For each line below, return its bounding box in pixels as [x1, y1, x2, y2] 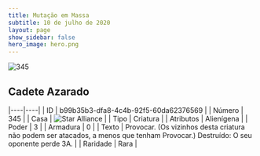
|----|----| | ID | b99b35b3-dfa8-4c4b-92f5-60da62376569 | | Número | [8, 105, 244, 114]
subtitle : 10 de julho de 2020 [8, 19, 111, 27]
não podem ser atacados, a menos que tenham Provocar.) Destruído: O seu [8, 130, 253, 140]
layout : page [8, 26, 51, 34]
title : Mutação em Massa [8, 11, 90, 20]
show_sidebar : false [8, 33, 76, 42]
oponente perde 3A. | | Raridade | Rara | [8, 139, 137, 148]
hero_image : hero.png [8, 41, 79, 49]
